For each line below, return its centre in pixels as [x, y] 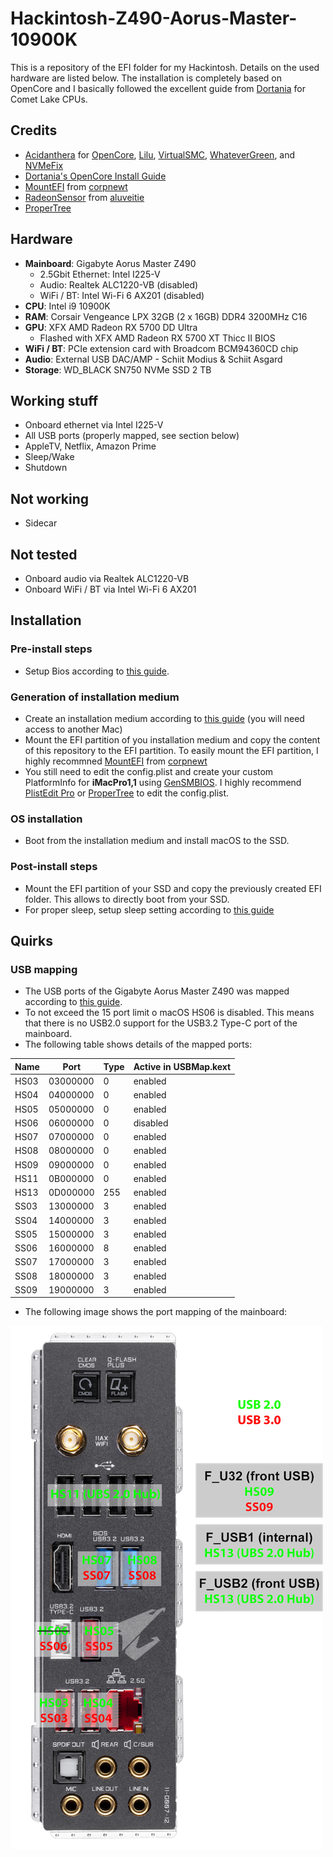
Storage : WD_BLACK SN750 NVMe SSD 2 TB [118, 369]
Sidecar [41, 523]
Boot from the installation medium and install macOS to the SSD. [157, 841]
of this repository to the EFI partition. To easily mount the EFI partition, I [171, 750]
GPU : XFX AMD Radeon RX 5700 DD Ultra [111, 327]
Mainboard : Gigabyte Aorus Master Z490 [110, 263]
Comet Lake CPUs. [49, 99]
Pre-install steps [51, 649]
